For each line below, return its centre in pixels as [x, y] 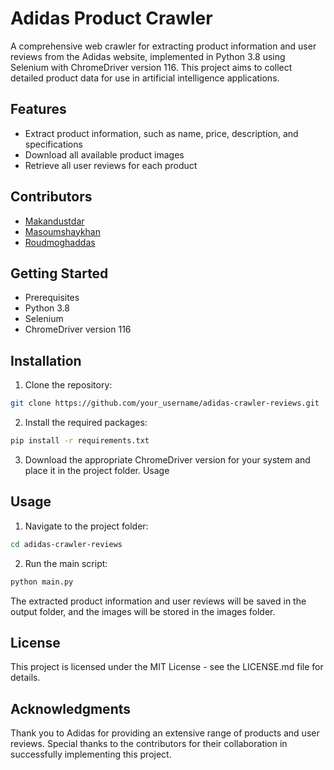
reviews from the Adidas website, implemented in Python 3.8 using [148, 56]
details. [25, 678]
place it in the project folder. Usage [97, 470]
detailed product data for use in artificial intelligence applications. [145, 78]
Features [38, 109]
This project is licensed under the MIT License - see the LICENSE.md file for [167, 667]
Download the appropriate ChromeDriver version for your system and [167, 459]
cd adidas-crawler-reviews [66, 544]
